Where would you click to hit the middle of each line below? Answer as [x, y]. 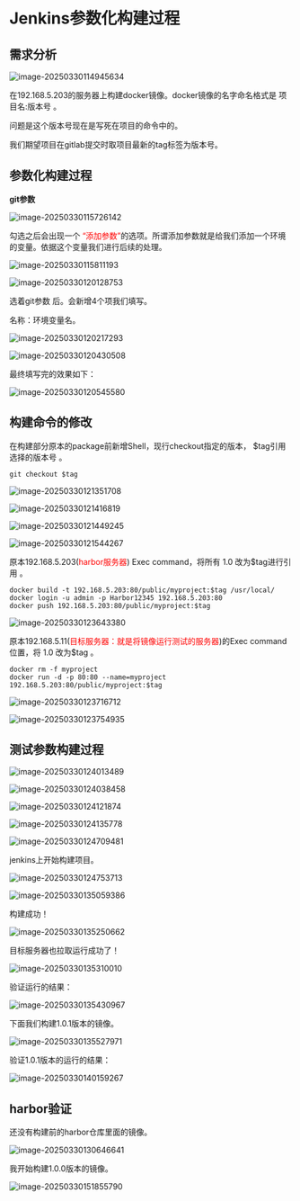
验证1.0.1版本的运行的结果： [60, 1060]
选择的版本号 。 [38, 457]
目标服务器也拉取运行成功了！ [64, 951]
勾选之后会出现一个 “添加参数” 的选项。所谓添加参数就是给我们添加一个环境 [148, 236]
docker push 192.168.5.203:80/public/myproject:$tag [110, 605]
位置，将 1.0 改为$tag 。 [54, 652]
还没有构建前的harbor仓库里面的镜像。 [81, 1132]
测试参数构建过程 [57, 750]
